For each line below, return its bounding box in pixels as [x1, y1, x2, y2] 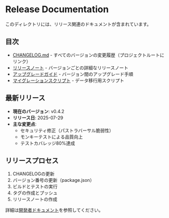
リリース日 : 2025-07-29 [12, 115, 64, 121]
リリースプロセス [5, 156, 59, 165]
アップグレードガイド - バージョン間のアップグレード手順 [12, 71, 133, 77]
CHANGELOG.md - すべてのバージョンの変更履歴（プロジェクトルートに [12, 52, 164, 58]
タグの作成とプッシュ [12, 190, 58, 196]
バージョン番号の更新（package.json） [12, 177, 95, 183]
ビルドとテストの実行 [12, 183, 58, 189]
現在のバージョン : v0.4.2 [12, 108, 65, 114]
